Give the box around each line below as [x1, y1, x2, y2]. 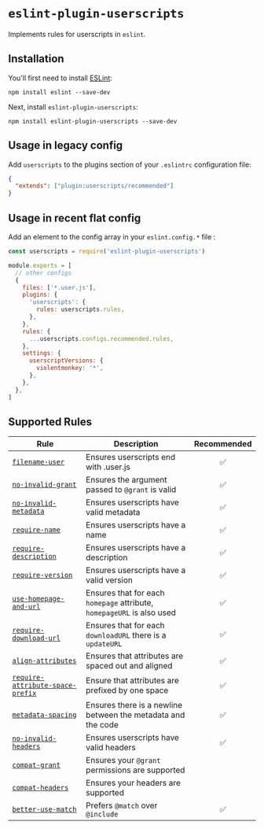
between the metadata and [86, 709, 185, 720]
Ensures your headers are [86, 778, 181, 789]
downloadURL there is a [86, 630, 167, 641]
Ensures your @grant [86, 755, 161, 766]
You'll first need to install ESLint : [8, 73, 112, 83]
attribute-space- [12, 681, 77, 690]
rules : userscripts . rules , [36, 305, 125, 313]
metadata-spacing [12, 711, 77, 720]
